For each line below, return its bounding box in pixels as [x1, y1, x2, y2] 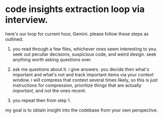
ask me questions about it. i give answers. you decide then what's [12, 66, 149, 72]
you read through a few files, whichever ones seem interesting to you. [12, 46, 157, 52]
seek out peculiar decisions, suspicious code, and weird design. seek [12, 51, 157, 57]
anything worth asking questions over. [12, 56, 92, 62]
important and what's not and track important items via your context [12, 71, 154, 77]
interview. [5, 14, 48, 26]
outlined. [5, 36, 24, 42]
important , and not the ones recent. [12, 87, 87, 93]
